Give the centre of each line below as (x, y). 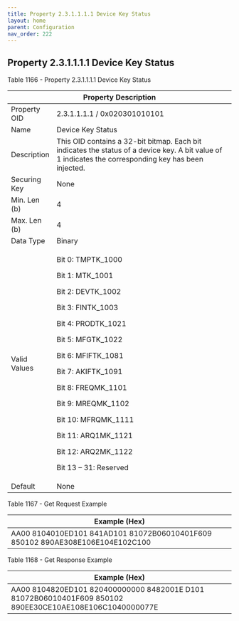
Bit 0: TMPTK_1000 (90, 260)
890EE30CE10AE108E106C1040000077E (85, 607)
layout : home (27, 21)
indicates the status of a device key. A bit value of (139, 150)
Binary (67, 241)
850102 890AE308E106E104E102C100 (81, 543)
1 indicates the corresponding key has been (130, 159)
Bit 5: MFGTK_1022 (90, 340)
